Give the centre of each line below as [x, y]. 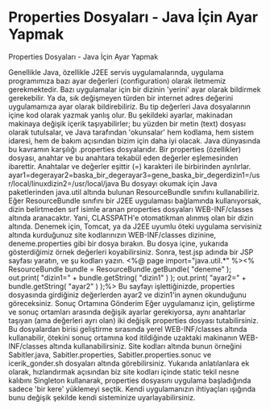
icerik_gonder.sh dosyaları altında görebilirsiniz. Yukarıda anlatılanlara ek [129, 363]
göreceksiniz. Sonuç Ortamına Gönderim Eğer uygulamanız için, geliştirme [132, 303]
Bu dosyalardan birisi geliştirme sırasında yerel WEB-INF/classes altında [128, 329]
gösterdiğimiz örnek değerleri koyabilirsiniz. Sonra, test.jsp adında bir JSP [131, 252]
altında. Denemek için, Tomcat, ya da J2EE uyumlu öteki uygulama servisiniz [135, 226]
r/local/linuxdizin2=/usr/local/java [64, 183]
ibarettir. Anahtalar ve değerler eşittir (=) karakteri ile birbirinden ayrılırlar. [130, 166]
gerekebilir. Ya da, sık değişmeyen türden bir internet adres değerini [121, 97]
